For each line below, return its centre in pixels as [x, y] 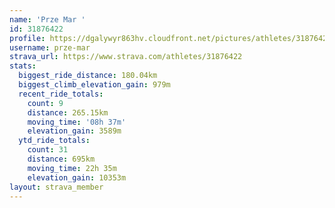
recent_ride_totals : [61, 94]
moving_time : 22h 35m [72, 168]
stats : [23, 66]
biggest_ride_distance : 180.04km [88, 76]
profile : [27, 38]
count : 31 [48, 150]
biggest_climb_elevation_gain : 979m [94, 85]
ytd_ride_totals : [54, 141]
